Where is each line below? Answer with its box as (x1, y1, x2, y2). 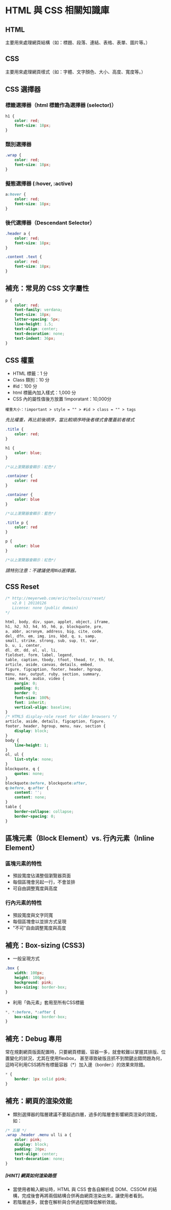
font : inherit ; (14, 700, 47, 705)
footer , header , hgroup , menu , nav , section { (5, 724, 106, 729)
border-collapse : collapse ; (14, 809, 74, 814)
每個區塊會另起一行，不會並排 (12, 879, 75, 885)
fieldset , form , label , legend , (5, 652, 74, 658)
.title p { (5, 520, 28, 525)
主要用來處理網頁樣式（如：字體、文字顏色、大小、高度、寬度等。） (5, 68, 146, 74)
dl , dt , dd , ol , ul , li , (5, 648, 58, 653)
